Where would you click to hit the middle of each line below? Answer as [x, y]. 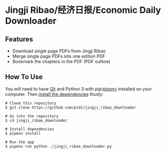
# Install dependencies [30, 129]
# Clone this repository [31, 103]
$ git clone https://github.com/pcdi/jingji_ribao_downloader [71, 107]
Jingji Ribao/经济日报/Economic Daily [83, 10]
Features [19, 39]
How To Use [24, 77]
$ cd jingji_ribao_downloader [36, 120]
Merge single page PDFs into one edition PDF [59, 56]
